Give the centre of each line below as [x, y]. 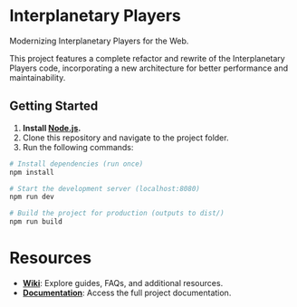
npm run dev [32, 197]
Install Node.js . [52, 128]
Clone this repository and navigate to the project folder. [125, 138]
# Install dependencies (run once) [77, 164]
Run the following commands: [78, 147]
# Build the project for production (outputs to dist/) [117, 214]
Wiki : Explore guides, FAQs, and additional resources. [123, 283]
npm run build [36, 222]
